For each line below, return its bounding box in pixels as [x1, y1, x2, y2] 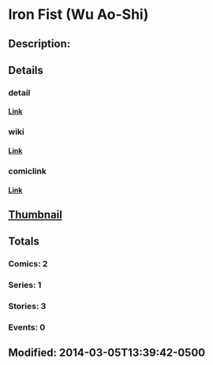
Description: [8, 37, 71, 50]
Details [8, 63, 43, 76]
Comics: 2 [8, 259, 48, 270]
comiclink [8, 166, 47, 177]
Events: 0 [8, 322, 46, 333]
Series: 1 [8, 280, 42, 291]
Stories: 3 [8, 301, 47, 312]
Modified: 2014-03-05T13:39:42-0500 [8, 346, 206, 359]
